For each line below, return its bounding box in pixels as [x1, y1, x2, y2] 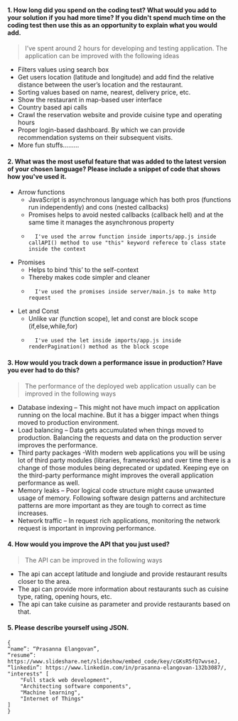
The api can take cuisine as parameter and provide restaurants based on [17, 600, 231, 608]
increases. [17, 509, 48, 517]
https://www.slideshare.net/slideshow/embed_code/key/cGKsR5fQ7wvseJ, [7, 658, 221, 666]
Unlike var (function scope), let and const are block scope [28, 315, 199, 323]
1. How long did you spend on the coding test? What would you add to [7, 6, 217, 14]
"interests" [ [7, 671, 50, 678]
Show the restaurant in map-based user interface [17, 96, 162, 104]
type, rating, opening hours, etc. [17, 592, 112, 600]
